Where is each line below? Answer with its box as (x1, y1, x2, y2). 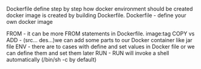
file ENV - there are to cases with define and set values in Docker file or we (6, 43, 195, 50)
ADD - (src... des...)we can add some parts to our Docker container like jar (6, 37, 193, 43)
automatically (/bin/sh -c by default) (6, 56, 97, 63)
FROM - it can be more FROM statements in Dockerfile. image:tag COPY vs (6, 30, 195, 37)
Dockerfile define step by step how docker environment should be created (6, 5, 193, 12)
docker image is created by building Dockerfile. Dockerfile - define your (6, 12, 187, 19)
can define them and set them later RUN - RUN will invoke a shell (6, 49, 169, 57)
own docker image (6, 18, 53, 25)
